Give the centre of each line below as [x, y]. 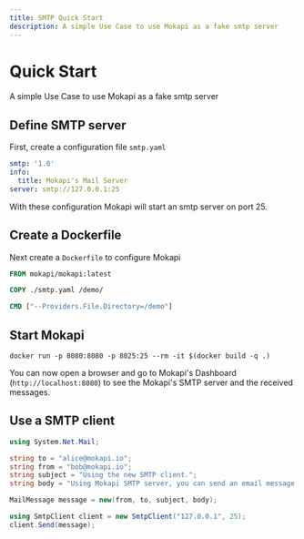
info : [20, 173]
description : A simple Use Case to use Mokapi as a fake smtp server [144, 26]
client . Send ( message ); [52, 524]
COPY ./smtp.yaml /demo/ [56, 290]
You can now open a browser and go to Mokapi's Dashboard [123, 373]
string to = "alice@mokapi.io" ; [71, 458]
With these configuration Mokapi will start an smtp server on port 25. [139, 207]
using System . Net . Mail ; [55, 442]
